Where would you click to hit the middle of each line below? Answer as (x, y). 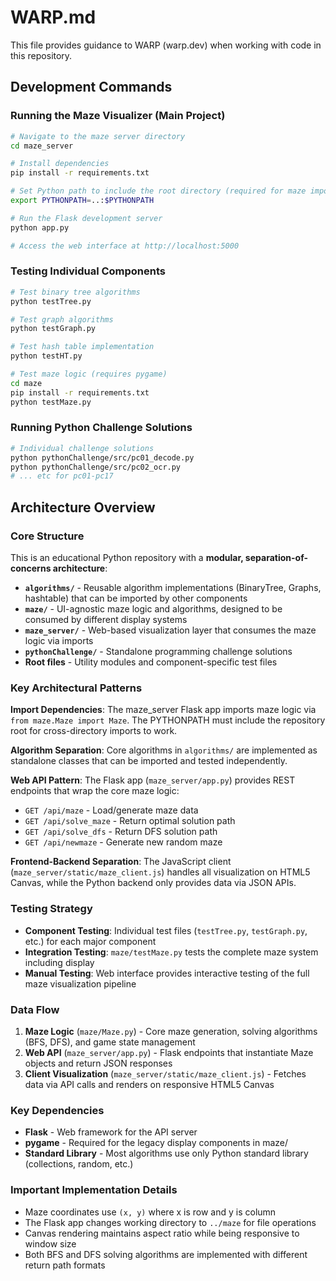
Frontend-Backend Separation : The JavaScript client (121, 862)
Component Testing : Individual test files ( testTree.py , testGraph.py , (166, 930)
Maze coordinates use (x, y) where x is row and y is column (150, 1212)
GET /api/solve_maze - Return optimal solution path (130, 821)
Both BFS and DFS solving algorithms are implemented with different (166, 1254)
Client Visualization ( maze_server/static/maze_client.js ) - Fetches (165, 1073)
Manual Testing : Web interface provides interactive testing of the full (167, 973)
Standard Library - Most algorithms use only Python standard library (166, 1153)
